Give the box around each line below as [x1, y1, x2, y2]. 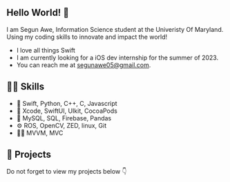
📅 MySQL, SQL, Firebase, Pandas [16, 113, 112, 122]
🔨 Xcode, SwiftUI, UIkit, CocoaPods [16, 107, 118, 115]
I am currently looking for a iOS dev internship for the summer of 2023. [16, 53, 219, 62]
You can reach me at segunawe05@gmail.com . [16, 60, 151, 69]
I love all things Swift [16, 46, 75, 54]
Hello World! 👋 [6, 7, 70, 19]
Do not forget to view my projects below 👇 [6, 167, 127, 176]
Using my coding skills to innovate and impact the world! [6, 33, 168, 41]
